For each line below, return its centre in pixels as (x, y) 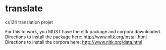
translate (24, 9)
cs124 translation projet (29, 22)
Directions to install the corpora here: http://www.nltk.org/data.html (74, 42)
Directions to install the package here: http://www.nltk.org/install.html (76, 37)
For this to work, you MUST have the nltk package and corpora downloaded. (83, 31)
